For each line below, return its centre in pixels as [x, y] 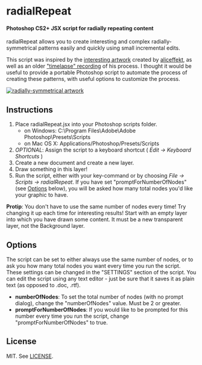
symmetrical [22, 48]
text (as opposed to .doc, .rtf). [43, 285]
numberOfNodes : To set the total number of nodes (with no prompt [99, 297]
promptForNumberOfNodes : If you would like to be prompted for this [101, 310]
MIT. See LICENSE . [30, 356]
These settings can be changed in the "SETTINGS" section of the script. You [101, 273]
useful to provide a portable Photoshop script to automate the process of [97, 73]
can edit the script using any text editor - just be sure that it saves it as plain [100, 279]
